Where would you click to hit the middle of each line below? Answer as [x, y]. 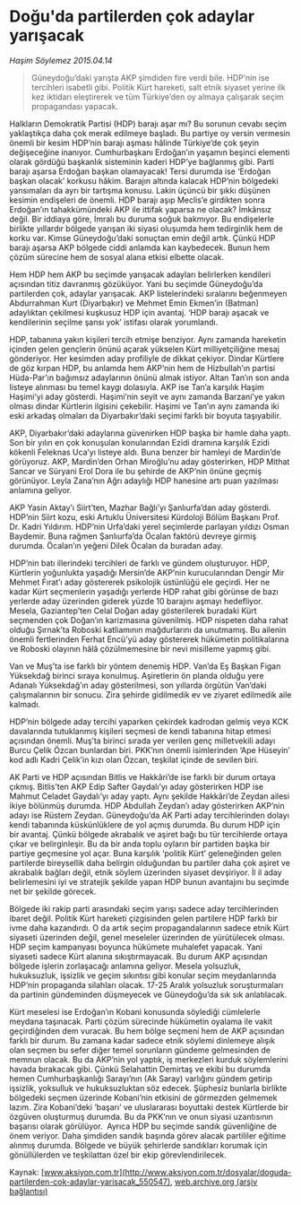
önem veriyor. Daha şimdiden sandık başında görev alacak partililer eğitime [148, 1135]
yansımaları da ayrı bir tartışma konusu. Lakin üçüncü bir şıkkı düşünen [140, 190]
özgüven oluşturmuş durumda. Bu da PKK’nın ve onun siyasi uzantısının [141, 1116]
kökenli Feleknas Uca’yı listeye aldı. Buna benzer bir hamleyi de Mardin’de [145, 452]
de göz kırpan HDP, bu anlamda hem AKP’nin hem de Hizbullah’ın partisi [142, 368]
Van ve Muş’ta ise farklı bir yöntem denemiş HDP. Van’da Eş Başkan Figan [145, 666]
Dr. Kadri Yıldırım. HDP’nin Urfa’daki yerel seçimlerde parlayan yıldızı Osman [149, 526]
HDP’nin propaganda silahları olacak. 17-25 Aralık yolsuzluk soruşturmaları [146, 984]
